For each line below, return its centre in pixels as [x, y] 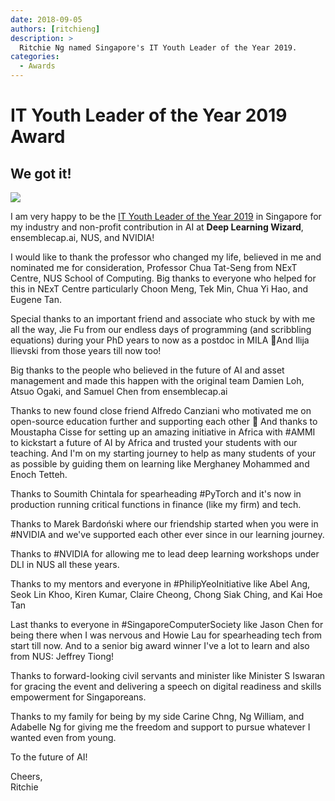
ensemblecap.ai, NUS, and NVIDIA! [82, 237]
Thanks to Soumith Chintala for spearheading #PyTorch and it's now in [156, 494]
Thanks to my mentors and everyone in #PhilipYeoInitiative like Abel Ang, [160, 584]
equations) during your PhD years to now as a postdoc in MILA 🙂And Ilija [160, 340]
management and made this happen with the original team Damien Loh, [157, 380]
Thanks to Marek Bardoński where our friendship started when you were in [164, 524]
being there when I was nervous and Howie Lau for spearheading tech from [166, 635]
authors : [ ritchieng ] [55, 29]
